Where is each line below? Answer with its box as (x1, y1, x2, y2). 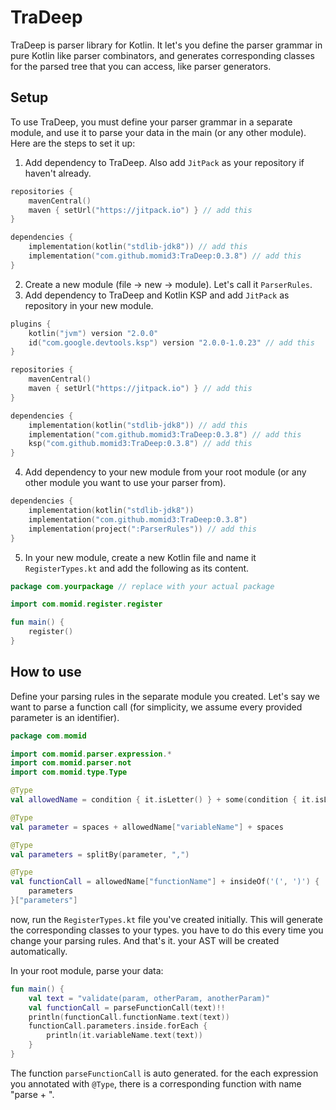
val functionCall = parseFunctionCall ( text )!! (28, 1002, 226, 1013)
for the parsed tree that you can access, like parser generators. (10, 60, 272, 72)
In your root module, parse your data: (10, 964, 164, 976)
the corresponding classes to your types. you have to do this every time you (10, 924, 324, 936)
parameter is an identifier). (10, 711, 120, 723)
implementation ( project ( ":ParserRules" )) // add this (28, 524, 257, 534)
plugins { (10, 319, 52, 329)
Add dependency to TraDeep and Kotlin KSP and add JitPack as (24, 289, 290, 301)
